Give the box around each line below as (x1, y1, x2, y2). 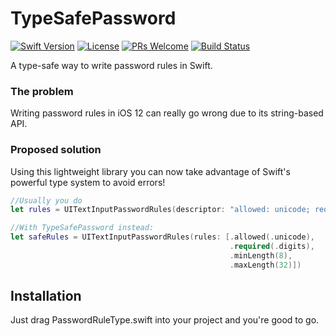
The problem (10, 84, 74, 98)
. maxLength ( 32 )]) (229, 260, 302, 270)
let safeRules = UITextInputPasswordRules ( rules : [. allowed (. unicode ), (10, 232, 315, 242)
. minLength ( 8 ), (229, 250, 293, 261)
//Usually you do (10, 195, 83, 206)
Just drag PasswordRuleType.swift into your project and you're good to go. (10, 314, 320, 326)
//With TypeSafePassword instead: (10, 223, 155, 233)
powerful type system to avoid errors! (10, 176, 166, 188)
